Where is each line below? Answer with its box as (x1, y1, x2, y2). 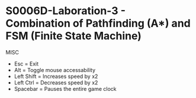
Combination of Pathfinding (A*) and (5, 17, 191, 30)
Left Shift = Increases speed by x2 (14, 73, 98, 80)
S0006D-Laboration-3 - (5, 4, 126, 18)
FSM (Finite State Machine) (5, 30, 142, 43)
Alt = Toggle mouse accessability (14, 66, 96, 73)
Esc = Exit (14, 60, 39, 67)
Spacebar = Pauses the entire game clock (14, 85, 117, 92)
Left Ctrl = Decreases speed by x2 (14, 79, 98, 86)
